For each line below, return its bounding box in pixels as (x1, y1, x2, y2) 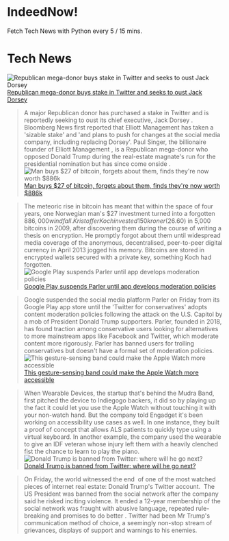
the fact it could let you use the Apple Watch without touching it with (23, 403, 217, 411)
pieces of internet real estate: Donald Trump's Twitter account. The (23, 482, 215, 490)
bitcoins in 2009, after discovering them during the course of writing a (23, 224, 222, 232)
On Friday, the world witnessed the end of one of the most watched (23, 474, 217, 483)
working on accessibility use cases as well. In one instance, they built (23, 418, 220, 426)
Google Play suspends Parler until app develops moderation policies (23, 282, 217, 290)
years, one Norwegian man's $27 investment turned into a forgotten (23, 209, 215, 217)
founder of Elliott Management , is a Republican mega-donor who (23, 145, 208, 153)
